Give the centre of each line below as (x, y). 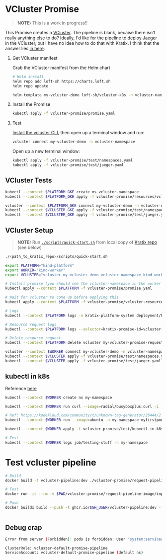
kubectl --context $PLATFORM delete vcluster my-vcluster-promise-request (84, 343)
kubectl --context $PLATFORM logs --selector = (54, 329)
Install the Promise (31, 104)
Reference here (21, 388)
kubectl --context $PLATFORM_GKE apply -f (50, 197)
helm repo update (30, 86)
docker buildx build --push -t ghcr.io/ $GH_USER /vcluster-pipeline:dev (81, 508)
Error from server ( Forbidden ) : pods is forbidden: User (65, 539)
